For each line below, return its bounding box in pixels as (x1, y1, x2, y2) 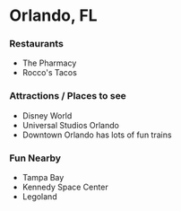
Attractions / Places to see (9, 90, 127, 102)
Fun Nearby (9, 152, 61, 164)
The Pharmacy (22, 57, 77, 68)
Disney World (22, 110, 73, 121)
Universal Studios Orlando (22, 119, 119, 130)
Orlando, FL (9, 5, 98, 26)
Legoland (22, 191, 57, 202)
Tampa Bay (22, 172, 65, 183)
